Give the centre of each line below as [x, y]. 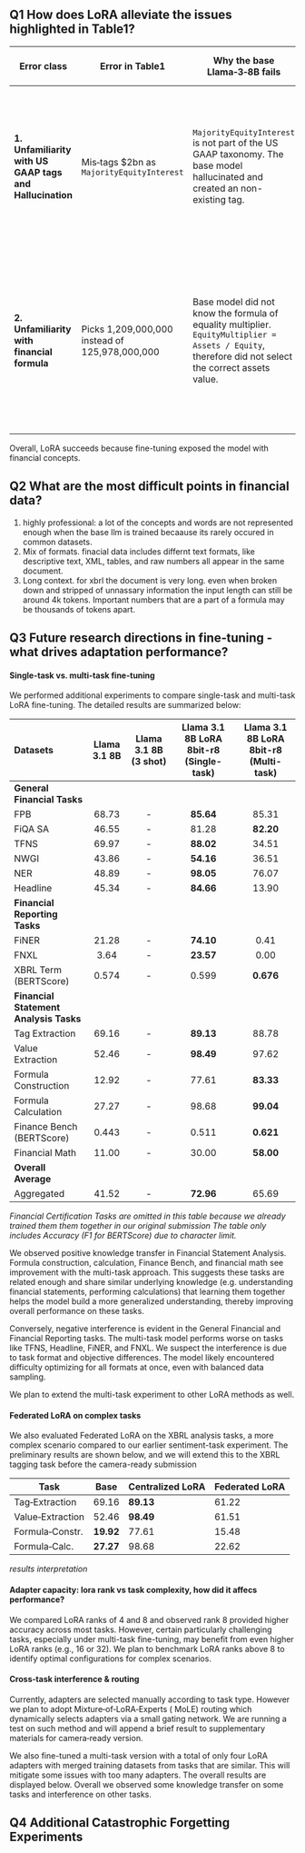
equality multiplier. [231, 324]
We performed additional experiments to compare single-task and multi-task [152, 695]
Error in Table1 [133, 65]
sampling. [28, 1377]
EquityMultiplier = [234, 334]
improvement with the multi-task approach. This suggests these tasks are [147, 1272]
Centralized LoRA [167, 1487]
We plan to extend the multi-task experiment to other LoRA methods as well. [152, 1395]
